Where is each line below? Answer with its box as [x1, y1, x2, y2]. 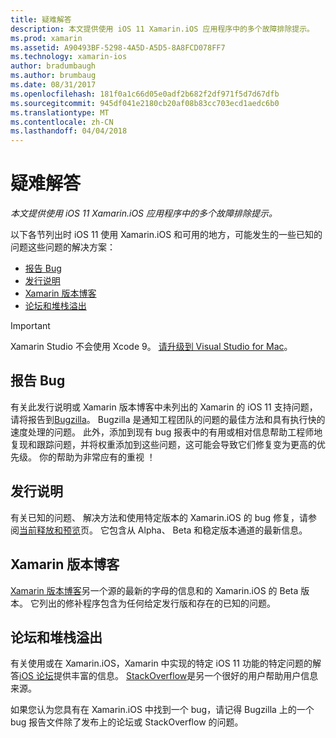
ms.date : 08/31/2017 [10, 80, 97, 90]
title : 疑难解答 [10, 14, 72, 25]
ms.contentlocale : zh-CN [10, 117, 114, 127]
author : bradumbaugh [10, 61, 97, 71]
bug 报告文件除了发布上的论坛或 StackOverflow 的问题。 [10, 716, 244, 728]
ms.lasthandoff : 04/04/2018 [10, 126, 128, 136]
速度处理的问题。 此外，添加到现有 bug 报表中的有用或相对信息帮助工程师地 [10, 426, 323, 438]
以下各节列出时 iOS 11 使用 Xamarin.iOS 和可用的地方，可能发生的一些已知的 [10, 229, 323, 241]
